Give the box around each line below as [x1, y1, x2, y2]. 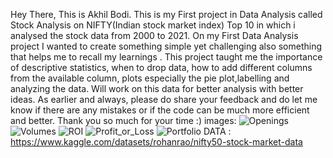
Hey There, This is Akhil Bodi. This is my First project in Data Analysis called [10, 9, 323, 20]
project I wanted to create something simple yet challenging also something [10, 40, 323, 52]
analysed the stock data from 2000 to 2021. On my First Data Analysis [10, 30, 299, 41]
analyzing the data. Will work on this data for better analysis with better [10, 83, 304, 94]
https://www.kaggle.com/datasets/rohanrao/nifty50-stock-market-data [10, 136, 303, 148]
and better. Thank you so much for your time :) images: [10, 115, 237, 126]
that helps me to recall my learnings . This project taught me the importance [10, 51, 323, 63]
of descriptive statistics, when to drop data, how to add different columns [10, 62, 313, 73]
